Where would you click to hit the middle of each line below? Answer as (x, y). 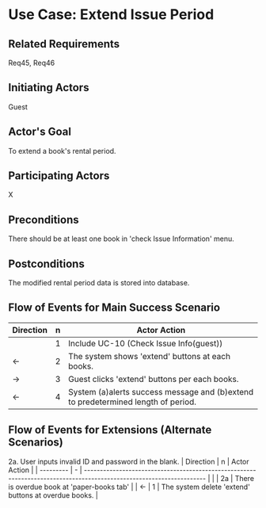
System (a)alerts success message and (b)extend (161, 392)
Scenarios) (36, 443)
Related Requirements (64, 44)
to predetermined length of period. (132, 402)
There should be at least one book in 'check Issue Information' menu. (122, 239)
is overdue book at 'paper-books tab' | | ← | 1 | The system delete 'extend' (129, 487)
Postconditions (46, 264)
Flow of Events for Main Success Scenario (114, 308)
